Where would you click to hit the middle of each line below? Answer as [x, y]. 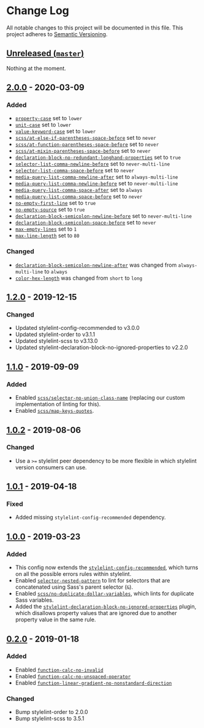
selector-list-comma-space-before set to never [75, 171]
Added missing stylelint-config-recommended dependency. [91, 517]
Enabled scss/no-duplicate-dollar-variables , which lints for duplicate [104, 594]
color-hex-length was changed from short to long [79, 278]
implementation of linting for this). [58, 404]
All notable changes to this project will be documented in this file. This [95, 28]
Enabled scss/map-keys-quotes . [55, 411]
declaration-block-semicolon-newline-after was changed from [96, 265]
